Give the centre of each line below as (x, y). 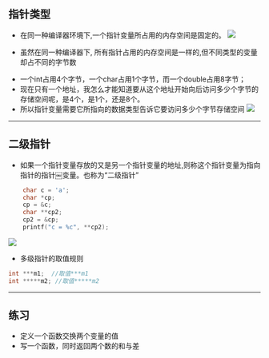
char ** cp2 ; (42, 213)
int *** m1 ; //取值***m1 (48, 273)
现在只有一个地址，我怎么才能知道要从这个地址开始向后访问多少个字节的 (139, 89)
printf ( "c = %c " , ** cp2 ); (66, 227)
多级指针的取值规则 (52, 258)
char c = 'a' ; (46, 190)
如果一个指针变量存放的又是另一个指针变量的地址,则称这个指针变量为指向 (140, 165)
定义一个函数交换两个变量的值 (69, 336)
